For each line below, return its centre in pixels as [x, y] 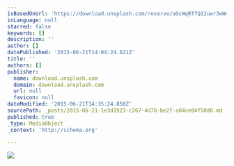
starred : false [29, 26]
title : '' [22, 59]
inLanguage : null [32, 20]
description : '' [31, 40]
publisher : [23, 72]
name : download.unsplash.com [56, 78]
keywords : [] [26, 33]
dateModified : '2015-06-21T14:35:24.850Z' [70, 104]
